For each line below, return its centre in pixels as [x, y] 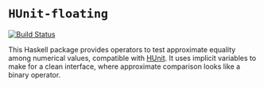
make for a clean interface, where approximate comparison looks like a [124, 66]
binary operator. [35, 74]
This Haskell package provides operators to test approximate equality [122, 49]
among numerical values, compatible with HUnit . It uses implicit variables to [132, 58]
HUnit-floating [58, 14]
